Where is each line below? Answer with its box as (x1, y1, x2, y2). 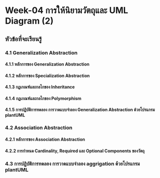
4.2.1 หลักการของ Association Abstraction (5, 136, 86, 142)
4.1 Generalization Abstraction (5, 49, 78, 56)
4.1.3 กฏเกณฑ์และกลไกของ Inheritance (5, 84, 75, 90)
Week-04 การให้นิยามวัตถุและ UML (5, 5, 129, 16)
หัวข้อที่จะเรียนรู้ (5, 34, 42, 43)
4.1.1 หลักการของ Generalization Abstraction (5, 61, 89, 67)
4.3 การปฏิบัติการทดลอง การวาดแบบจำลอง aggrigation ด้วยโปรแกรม (5, 160, 140, 167)
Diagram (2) (5, 16, 54, 27)
